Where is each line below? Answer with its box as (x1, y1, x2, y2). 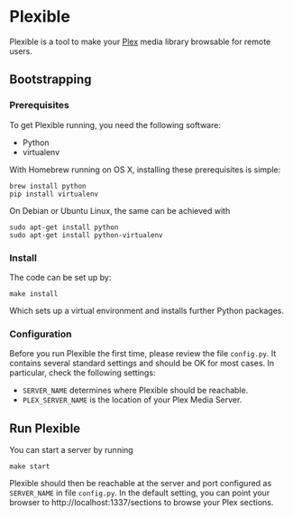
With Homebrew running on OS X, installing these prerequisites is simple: (9, 164, 281, 175)
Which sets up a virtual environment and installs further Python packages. (9, 305, 285, 316)
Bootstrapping (9, 72, 92, 88)
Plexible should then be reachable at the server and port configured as (9, 478, 272, 489)
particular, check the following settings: (9, 367, 156, 378)
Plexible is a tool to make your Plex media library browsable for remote (9, 36, 271, 47)
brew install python (9, 181, 87, 190)
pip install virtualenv (9, 189, 99, 198)
